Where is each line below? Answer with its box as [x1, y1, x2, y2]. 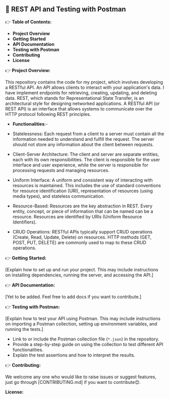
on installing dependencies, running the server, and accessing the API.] [5, 272, 154, 278]
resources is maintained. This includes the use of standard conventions [12, 182, 161, 188]
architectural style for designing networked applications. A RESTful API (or [5, 100, 160, 106]
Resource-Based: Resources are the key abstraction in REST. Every [12, 203, 153, 209]
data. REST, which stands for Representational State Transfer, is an [5, 95, 144, 101]
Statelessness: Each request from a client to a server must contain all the [12, 131, 164, 137]
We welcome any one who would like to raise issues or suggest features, [5, 374, 156, 380]
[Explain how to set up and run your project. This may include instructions [5, 266, 158, 272]
